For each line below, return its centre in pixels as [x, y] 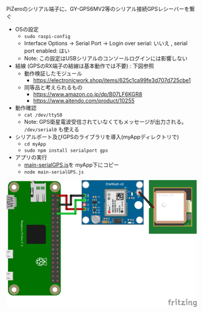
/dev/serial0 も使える [52, 129]
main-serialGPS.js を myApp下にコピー [72, 165]
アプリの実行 [31, 157]
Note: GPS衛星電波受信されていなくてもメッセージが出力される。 [105, 122]
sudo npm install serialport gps [66, 150]
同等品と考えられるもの [53, 87]
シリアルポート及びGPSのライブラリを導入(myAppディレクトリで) [97, 137]
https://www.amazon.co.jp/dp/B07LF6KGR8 [88, 94]
